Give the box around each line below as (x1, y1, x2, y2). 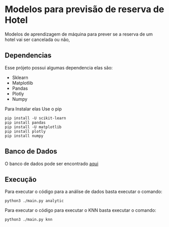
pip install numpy (5, 133, 44, 138)
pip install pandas (5, 120, 46, 125)
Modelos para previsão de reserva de (5, 4, 164, 15)
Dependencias (5, 51, 52, 60)
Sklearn (12, 74, 28, 81)
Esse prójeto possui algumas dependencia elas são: (5, 64, 113, 70)
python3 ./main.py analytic (5, 199, 64, 204)
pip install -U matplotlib (5, 124, 62, 130)
